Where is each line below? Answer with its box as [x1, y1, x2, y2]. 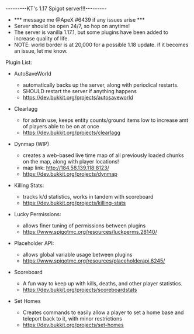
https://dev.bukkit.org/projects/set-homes [22, 322, 124, 328]
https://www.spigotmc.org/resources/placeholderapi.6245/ [22, 257, 165, 264]
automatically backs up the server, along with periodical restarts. [22, 81, 179, 88]
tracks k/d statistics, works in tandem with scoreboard [22, 193, 154, 200]
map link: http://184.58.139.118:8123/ [22, 164, 109, 171]
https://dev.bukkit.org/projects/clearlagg [22, 129, 121, 136]
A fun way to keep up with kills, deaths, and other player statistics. [22, 280, 182, 287]
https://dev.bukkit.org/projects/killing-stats [22, 199, 126, 206]
